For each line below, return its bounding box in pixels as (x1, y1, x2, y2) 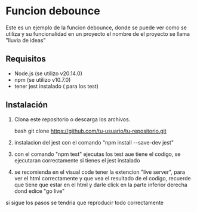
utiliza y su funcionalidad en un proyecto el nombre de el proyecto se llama (5, 30, 190, 37)
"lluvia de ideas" (5, 36, 46, 44)
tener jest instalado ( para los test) (14, 82, 99, 90)
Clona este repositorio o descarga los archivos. (14, 115, 131, 123)
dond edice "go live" (14, 187, 65, 195)
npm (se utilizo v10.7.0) (14, 76, 71, 83)
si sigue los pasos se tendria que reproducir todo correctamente (5, 199, 164, 206)
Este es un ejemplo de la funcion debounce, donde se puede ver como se (5, 24, 187, 31)
